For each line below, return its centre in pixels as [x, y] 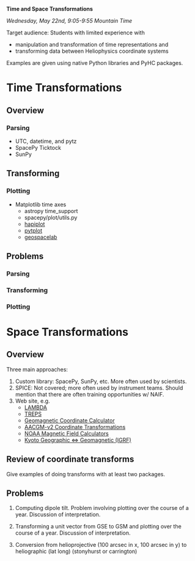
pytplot [33, 230]
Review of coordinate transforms [70, 459]
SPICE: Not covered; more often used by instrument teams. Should [99, 388]
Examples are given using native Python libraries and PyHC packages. [95, 63]
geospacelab [41, 237]
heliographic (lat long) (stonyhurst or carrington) [76, 551]
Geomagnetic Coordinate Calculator [69, 420]
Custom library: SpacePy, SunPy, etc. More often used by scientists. [101, 381]
